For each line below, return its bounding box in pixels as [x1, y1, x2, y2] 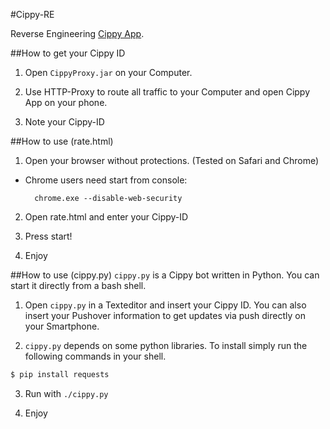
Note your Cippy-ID [24, 116, 105, 128]
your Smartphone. [24, 320, 100, 332]
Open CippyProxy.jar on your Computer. [24, 67, 193, 78]
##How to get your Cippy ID [10, 47, 126, 59]
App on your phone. [24, 97, 108, 108]
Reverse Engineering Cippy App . [10, 28, 145, 39]
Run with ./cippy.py [24, 387, 109, 399]
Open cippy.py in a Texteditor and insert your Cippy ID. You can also [24, 299, 307, 311]
